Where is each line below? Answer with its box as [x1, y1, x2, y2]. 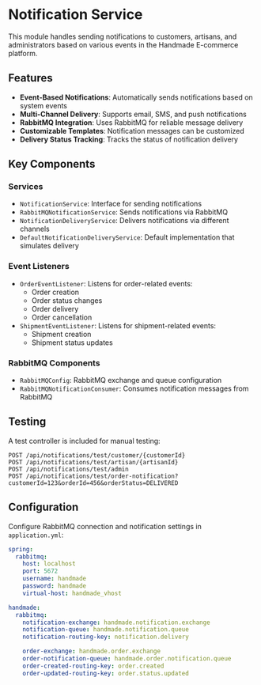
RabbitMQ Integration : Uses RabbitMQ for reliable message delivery [19, 117, 244, 127]
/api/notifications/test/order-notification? [25, 472, 179, 480]
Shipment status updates [31, 338, 113, 347]
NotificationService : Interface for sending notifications [19, 199, 202, 209]
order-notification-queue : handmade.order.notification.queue [22, 655, 232, 663]
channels [19, 224, 50, 234]
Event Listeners [8, 261, 70, 272]
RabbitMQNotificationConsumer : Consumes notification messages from [19, 384, 249, 393]
